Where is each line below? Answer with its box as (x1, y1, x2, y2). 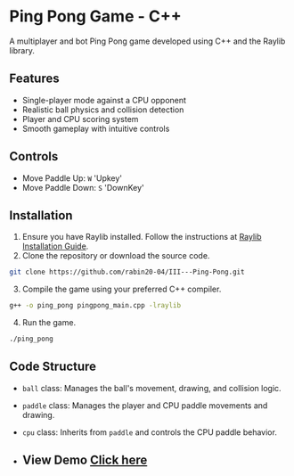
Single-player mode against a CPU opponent (21, 94, 187, 105)
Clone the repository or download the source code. (21, 250, 210, 261)
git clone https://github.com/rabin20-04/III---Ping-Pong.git (9, 267, 245, 277)
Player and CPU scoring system (21, 113, 139, 124)
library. (9, 45, 36, 55)
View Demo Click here (21, 453, 148, 468)
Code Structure (9, 359, 96, 374)
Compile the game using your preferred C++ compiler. (21, 283, 222, 295)
